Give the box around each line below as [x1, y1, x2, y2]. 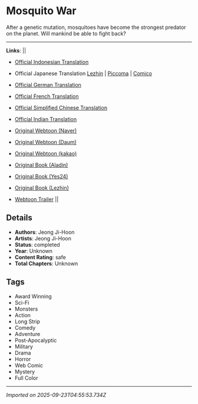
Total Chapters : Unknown [14, 260, 78, 267]
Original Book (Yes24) [14, 172, 68, 180]
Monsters [14, 305, 38, 312]
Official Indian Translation [14, 115, 77, 122]
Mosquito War [6, 4, 77, 18]
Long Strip [14, 318, 40, 325]
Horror [14, 356, 31, 363]
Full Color [14, 374, 38, 382]
